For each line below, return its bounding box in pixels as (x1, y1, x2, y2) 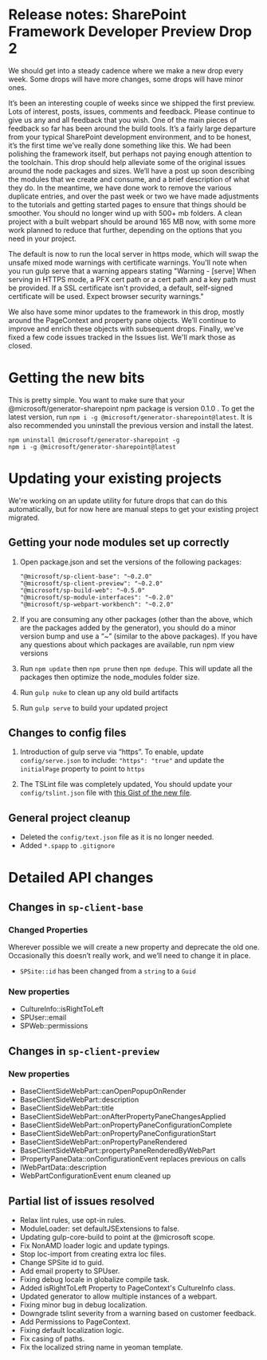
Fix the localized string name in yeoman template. (19, 1342, 183, 1352)
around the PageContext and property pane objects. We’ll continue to (8, 315, 237, 324)
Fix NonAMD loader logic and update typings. (19, 1240, 170, 1250)
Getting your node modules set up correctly (8, 536, 230, 549)
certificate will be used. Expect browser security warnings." (8, 291, 205, 301)
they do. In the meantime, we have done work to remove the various (8, 183, 232, 192)
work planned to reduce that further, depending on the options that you (8, 225, 242, 234)
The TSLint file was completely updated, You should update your (19, 780, 233, 789)
